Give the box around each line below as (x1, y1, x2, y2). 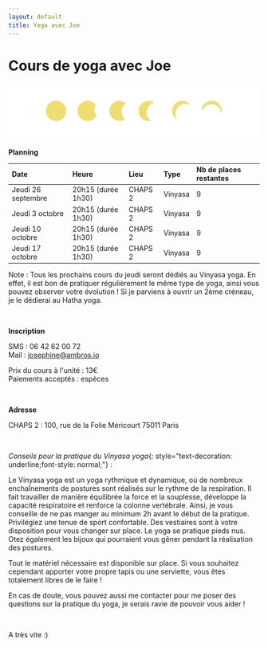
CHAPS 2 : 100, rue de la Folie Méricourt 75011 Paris (8, 420, 179, 429)
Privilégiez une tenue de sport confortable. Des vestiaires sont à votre (8, 517, 238, 527)
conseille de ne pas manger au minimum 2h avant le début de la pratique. (8, 508, 250, 518)
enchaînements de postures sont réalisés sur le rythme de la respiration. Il (8, 483, 252, 493)
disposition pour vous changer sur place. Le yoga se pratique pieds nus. (8, 526, 246, 535)
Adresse (8, 405, 37, 414)
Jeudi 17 (11, 244, 41, 253)
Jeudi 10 (11, 224, 41, 233)
